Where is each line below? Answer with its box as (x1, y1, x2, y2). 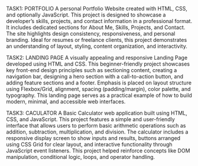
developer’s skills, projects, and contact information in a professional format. (6, 18, 193, 24)
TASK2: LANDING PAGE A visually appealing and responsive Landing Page (6, 54, 188, 61)
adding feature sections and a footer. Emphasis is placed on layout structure (6, 79, 192, 86)
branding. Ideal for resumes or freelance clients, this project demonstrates (6, 37, 187, 43)
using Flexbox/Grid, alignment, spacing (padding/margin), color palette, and (6, 86, 191, 92)
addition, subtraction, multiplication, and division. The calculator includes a (6, 128, 189, 135)
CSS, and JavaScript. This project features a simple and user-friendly (6, 116, 176, 123)
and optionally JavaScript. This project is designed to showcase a (6, 11, 166, 18)
